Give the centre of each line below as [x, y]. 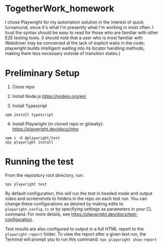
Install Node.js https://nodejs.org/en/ [49, 96]
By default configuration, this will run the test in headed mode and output [79, 193]
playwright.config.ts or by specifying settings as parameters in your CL [79, 209]
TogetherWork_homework [60, 9]
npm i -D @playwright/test [33, 138]
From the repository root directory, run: [45, 175]
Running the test [39, 162]
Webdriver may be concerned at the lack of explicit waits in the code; [75, 43]
